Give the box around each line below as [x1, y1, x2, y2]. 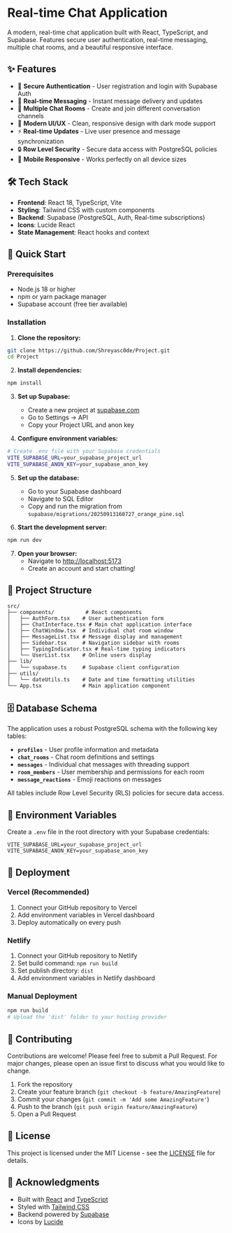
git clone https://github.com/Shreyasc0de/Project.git [7, 347, 171, 354]
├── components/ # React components [7, 609, 142, 616]
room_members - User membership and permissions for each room [17, 768, 205, 776]
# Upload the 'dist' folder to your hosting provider [7, 1014, 168, 1021]
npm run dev [7, 536, 42, 543]
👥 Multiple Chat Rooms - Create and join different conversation [17, 104, 201, 113]
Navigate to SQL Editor [27, 494, 94, 503]
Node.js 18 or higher [17, 285, 76, 293]
